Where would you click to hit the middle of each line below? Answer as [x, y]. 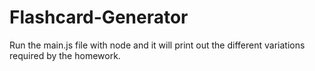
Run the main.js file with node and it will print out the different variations [157, 45]
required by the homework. [65, 55]
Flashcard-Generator [99, 17]
